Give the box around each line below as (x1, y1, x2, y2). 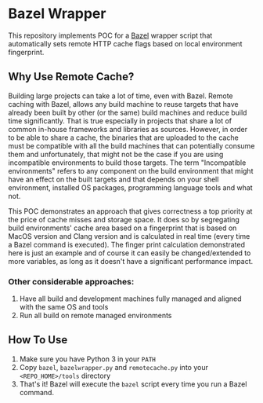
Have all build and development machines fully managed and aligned (19, 294, 242, 303)
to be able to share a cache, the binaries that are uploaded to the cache (8, 133, 239, 142)
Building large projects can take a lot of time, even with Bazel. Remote (8, 91, 233, 101)
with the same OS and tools (19, 302, 109, 312)
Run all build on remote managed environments (19, 311, 172, 321)
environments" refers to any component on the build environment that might (8, 166, 254, 175)
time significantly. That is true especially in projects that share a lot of (8, 115, 232, 126)
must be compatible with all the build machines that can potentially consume (8, 141, 255, 150)
